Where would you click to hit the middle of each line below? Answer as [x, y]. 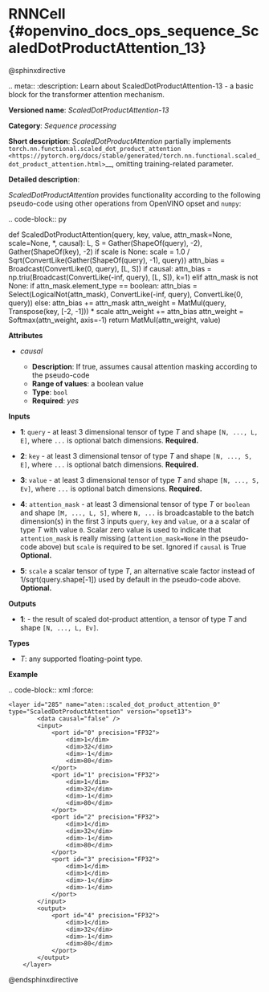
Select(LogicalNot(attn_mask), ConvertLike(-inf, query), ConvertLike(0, [126, 294]
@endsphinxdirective [43, 979]
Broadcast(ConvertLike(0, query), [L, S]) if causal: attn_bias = [110, 268]
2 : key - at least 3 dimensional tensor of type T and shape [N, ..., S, [136, 455]
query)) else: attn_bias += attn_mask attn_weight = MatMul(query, [117, 303]
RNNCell [37, 14]
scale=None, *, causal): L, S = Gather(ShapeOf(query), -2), [106, 243]
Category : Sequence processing [62, 125]
